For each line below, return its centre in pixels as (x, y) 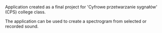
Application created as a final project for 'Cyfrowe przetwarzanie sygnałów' (81, 7)
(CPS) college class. (25, 12)
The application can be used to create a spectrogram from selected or (76, 21)
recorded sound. (22, 26)
